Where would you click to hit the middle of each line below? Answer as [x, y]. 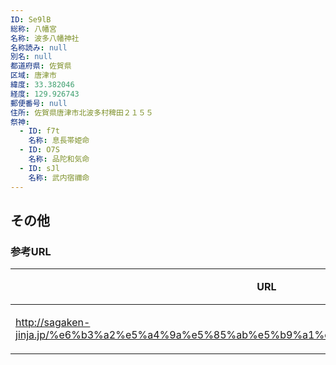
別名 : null [31, 57]
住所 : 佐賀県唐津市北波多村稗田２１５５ [82, 112]
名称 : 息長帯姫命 [59, 141]
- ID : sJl [39, 168]
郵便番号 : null [39, 103]
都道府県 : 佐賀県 [41, 66]
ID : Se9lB [31, 19]
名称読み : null [39, 47]
